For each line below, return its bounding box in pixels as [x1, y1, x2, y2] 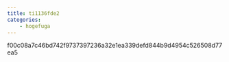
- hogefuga [19, 22, 51, 29]
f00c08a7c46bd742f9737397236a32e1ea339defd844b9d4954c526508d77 [7, 42, 223, 50]
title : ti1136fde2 [7, 10, 60, 17]
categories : [7, 16, 41, 23]
